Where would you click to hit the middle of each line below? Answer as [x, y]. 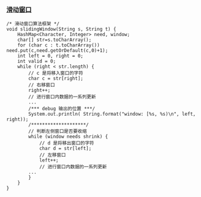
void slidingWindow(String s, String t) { [61, 29]
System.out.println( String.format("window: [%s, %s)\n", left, [112, 114]
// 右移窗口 [42, 85]
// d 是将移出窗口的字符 [66, 143]
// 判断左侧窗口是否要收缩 [58, 132]
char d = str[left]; [65, 149]
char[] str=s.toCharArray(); [55, 40]
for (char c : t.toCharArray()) [59, 45]
